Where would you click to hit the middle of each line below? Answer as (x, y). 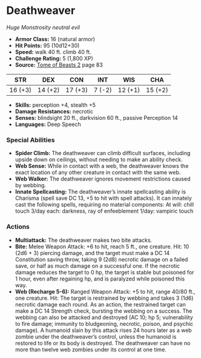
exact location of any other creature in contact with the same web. (98, 173)
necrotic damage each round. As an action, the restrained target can (100, 304)
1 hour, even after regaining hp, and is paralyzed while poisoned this (100, 279)
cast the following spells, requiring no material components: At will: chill (104, 205)
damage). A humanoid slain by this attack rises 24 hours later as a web (103, 330)
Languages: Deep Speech (48, 124)
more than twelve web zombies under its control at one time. (91, 350)
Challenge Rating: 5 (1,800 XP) (54, 58)
